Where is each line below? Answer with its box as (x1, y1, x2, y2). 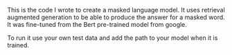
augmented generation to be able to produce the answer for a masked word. (7, 13, 225, 21)
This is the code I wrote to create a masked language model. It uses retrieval (7, 6, 225, 14)
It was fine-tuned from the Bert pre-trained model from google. (7, 21, 187, 28)
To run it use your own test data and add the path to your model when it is (7, 34, 218, 42)
